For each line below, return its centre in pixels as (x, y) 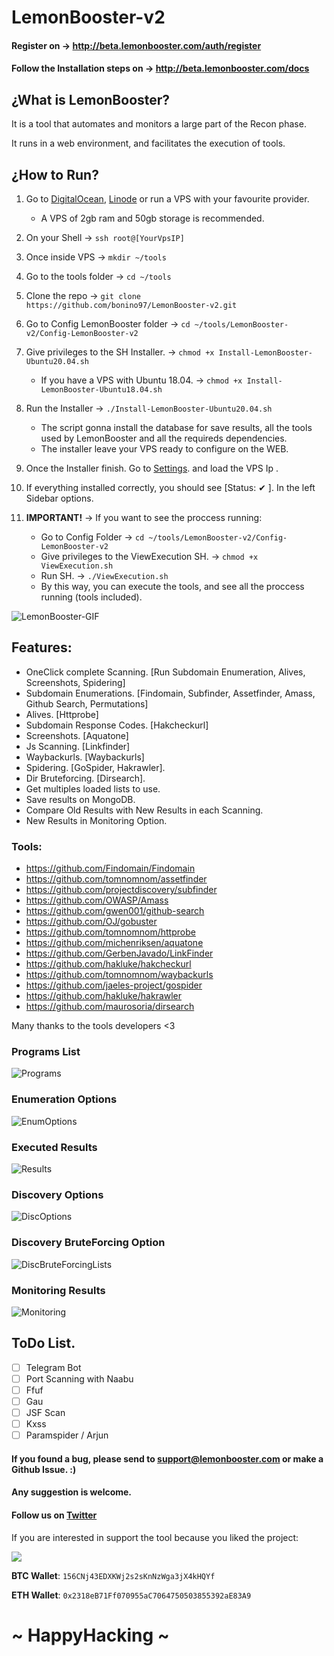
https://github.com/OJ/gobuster (91, 922)
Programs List (46, 1052)
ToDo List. (43, 1343)
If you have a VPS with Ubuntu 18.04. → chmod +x (141, 380)
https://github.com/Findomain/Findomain (110, 868)
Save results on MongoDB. (80, 799)
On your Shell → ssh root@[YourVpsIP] (105, 237)
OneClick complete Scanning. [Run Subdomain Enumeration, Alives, (165, 672)
